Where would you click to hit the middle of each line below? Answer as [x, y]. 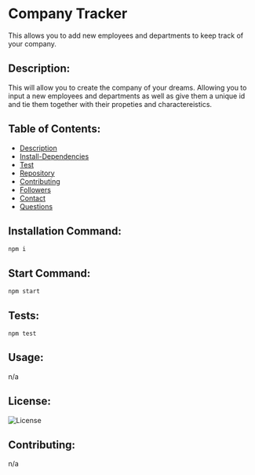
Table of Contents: [55, 129]
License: [29, 401]
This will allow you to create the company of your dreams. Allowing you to [127, 87]
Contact [32, 198]
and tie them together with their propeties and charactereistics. [110, 104]
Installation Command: [65, 231]
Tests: [24, 315]
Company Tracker [68, 14]
